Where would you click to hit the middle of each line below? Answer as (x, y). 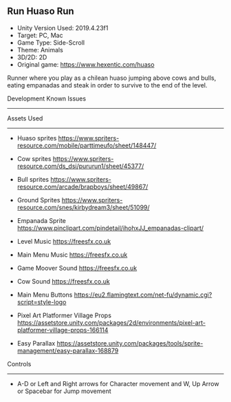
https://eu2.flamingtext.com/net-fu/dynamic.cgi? (143, 295)
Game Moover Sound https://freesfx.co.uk (77, 268)
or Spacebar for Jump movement (64, 391)
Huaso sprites (37, 138)
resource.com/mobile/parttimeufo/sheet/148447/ (87, 145)
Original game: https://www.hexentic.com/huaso (86, 64)
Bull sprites (33, 179)
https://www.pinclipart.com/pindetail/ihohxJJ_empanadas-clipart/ (110, 228)
